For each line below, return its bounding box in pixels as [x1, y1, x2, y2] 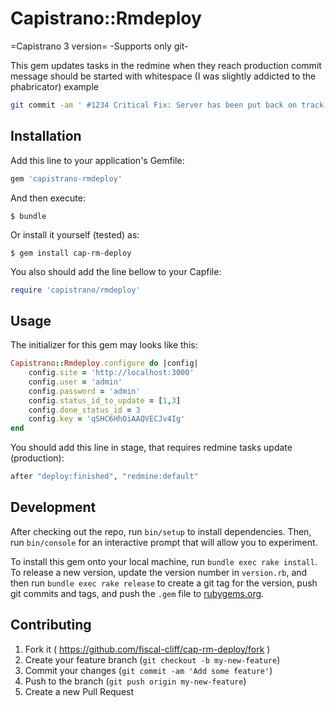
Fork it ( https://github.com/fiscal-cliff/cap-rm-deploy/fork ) [24, 643, 271, 655]
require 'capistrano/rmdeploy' [10, 285, 141, 295]
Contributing [10, 617, 92, 634]
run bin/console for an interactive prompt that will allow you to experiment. [10, 536, 318, 548]
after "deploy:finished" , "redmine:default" [10, 472, 199, 482]
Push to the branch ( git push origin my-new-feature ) [24, 675, 247, 687]
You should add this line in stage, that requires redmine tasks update [10, 442, 293, 454]
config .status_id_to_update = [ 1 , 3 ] [28, 395, 182, 406]
